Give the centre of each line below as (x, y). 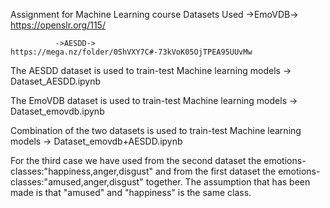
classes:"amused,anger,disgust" (77, 182)
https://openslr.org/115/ (58, 25)
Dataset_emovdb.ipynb (57, 111)
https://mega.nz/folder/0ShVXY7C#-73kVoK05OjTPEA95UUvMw (131, 52)
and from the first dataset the (216, 171)
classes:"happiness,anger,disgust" (82, 171)
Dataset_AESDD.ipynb (56, 81)
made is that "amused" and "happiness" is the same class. (131, 192)
